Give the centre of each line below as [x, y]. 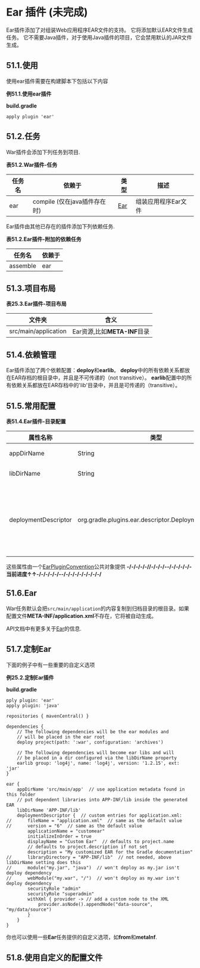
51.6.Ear [22, 593]
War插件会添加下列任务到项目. [43, 152]
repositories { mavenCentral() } [48, 716]
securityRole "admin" [54, 889]
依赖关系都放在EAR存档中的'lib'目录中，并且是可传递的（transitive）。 [96, 385]
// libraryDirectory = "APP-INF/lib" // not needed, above [89, 857]
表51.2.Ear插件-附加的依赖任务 [44, 239]
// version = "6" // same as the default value [74, 826]
